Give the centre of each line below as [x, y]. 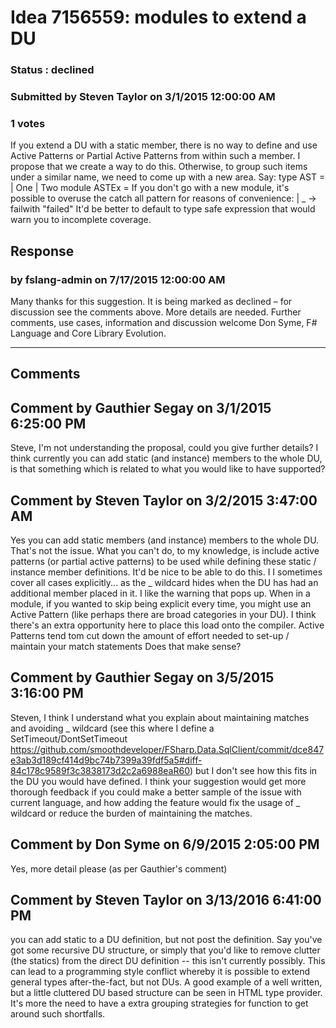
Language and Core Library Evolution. [88, 333]
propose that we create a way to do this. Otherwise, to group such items [159, 167]
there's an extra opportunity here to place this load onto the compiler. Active [167, 625]
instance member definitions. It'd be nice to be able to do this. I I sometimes [166, 572]
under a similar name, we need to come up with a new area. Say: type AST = [168, 177]
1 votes [28, 123]
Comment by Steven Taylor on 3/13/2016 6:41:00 [166, 900]
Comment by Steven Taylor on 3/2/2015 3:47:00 [164, 500]
